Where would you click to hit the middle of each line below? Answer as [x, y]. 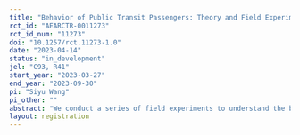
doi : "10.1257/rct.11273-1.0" [66, 42]
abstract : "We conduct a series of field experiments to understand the [147, 108]
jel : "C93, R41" [39, 67]
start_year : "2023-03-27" [57, 75]
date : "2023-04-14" [46, 51]
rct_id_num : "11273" [48, 34]
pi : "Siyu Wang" [39, 91]
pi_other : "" [33, 100]
